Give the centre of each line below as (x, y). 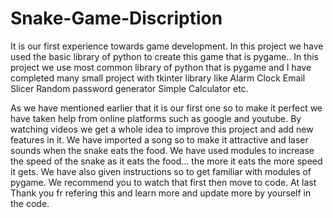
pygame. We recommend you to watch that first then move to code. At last (163, 182)
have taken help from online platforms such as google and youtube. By (156, 118)
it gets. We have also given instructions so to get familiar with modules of (161, 171)
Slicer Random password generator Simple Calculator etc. (129, 88)
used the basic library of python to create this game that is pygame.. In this (164, 56)
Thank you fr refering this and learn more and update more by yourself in (161, 193)
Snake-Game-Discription (116, 18)
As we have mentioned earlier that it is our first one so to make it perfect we (166, 108)
